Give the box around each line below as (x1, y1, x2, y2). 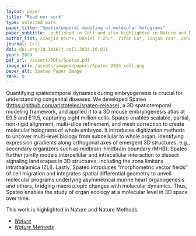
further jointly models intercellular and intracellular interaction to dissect (6, 152, 179, 158)
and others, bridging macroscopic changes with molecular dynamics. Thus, (6, 182, 188, 189)
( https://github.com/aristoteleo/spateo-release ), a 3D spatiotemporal (6, 102, 171, 109)
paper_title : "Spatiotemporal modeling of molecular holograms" (6, 24, 166, 31)
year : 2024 (6, 52, 33, 58)
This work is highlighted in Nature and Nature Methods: (6, 206, 139, 213)
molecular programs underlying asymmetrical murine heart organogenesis (6, 176, 185, 184)
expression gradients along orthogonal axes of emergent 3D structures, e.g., (6, 139, 190, 146)
